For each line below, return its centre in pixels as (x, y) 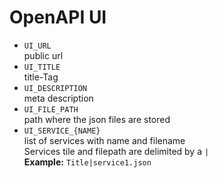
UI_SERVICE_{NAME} (62, 131)
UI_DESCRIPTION (55, 88)
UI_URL (37, 46)
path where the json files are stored (97, 119)
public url (43, 55)
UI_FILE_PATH (51, 109)
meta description (58, 98)
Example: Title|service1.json (87, 162)
